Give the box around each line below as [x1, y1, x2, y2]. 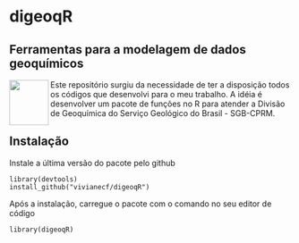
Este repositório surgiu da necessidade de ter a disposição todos [50, 80, 290, 90]
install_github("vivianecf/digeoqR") [9, 182, 150, 191]
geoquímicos [9, 55, 84, 71]
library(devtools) [9, 174, 78, 184]
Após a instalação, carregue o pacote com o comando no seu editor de [9, 198, 272, 209]
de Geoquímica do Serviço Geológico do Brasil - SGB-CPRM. [50, 108, 276, 118]
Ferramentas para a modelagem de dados [9, 42, 246, 57]
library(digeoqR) [9, 225, 74, 234]
